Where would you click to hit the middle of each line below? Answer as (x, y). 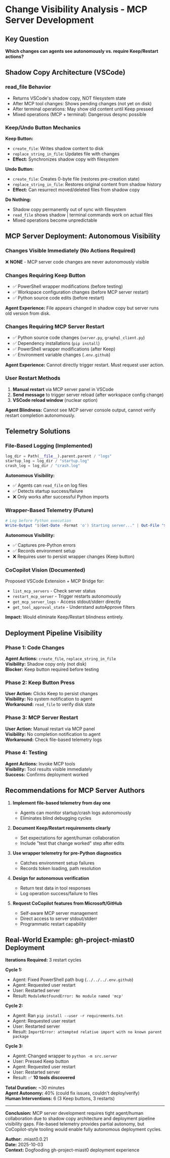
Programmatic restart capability (53, 924)
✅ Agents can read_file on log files (50, 485)
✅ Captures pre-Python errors (44, 545)
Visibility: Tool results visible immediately (49, 769)
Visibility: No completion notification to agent (53, 734)
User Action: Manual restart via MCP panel (50, 729)
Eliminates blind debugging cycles (56, 818)
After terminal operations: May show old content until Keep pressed (83, 109)
